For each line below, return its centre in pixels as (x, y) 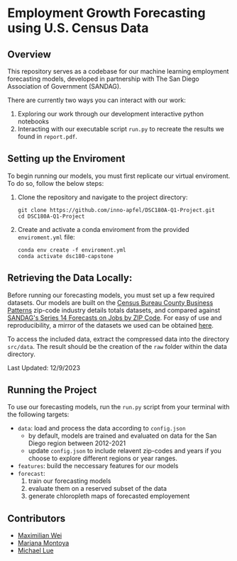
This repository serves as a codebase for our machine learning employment (118, 71)
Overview (29, 54)
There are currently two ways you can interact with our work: (97, 100)
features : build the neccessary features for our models (98, 466)
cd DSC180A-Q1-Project (51, 216)
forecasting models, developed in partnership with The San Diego (104, 79)
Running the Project (52, 390)
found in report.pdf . (48, 137)
